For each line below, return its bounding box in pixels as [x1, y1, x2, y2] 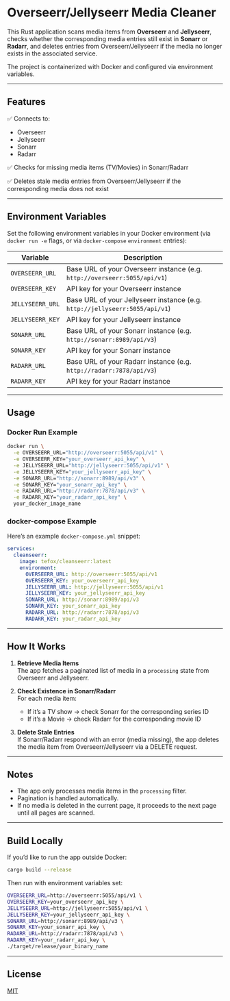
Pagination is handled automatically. [16, 794, 119, 802]
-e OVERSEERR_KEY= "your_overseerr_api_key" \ [13, 456, 146, 462]
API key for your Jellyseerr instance [66, 314, 181, 324]
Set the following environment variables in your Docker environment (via [7, 229, 211, 237]
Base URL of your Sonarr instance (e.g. [66, 325, 192, 335]
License [7, 968, 42, 980]
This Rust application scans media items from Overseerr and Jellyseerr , [7, 27, 212, 36]
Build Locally [7, 835, 64, 847]
